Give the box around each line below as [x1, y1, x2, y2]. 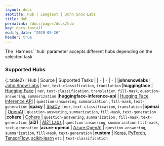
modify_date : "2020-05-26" [5, 30, 61, 35]
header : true [5, 35, 32, 40]
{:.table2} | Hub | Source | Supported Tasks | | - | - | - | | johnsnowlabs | [5, 77, 151, 83]
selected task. [5, 53, 34, 59]
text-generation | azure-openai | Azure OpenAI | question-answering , [5, 125, 147, 131]
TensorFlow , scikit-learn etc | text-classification [5, 135, 108, 141]
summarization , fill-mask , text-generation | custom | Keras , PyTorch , [5, 130, 147, 136]
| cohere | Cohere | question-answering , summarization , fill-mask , [5, 114, 140, 120]
